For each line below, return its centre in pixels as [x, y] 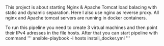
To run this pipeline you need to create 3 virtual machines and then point [81, 27]
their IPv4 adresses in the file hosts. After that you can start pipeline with [81, 33]
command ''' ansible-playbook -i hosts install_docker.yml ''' [68, 38]
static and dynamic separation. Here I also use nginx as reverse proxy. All [82, 12]
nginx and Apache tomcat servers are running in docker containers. [76, 18]
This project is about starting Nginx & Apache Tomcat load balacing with [81, 7]
